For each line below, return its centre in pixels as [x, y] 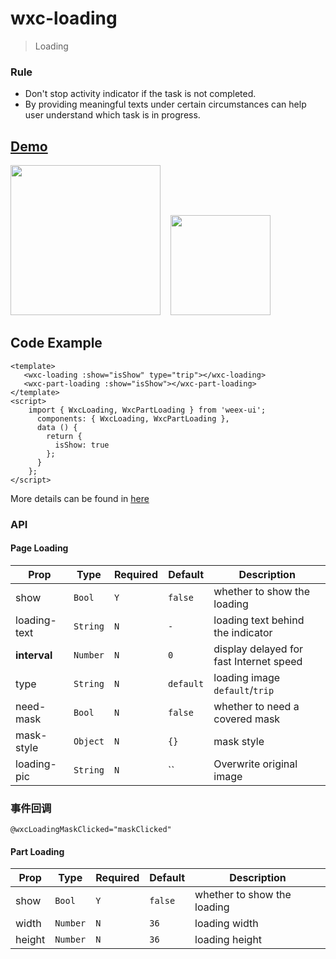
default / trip [244, 690]
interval [34, 655]
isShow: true [82, 445]
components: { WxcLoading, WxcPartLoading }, [133, 418]
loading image [247, 677]
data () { [57, 427]
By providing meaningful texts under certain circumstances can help [165, 104]
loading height [228, 940]
